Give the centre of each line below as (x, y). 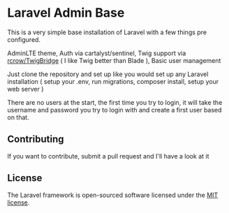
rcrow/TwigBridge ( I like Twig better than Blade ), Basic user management (114, 60)
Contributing (36, 139)
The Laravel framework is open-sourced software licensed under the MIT (113, 195)
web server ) (25, 89)
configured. (24, 39)
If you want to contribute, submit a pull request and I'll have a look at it (108, 156)
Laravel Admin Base (66, 13)
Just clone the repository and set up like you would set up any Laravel (108, 74)
